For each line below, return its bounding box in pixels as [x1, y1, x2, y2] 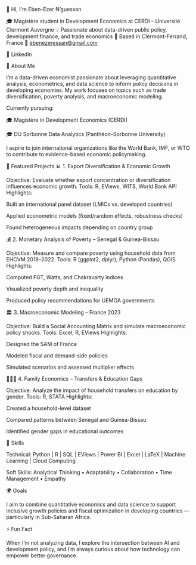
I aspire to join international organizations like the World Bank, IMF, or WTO [6, 144, 190, 152]
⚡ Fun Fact [6, 526, 33, 532]
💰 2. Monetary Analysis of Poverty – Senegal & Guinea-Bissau [6, 236, 160, 243]
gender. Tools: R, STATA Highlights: [6, 393, 93, 400]
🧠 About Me [6, 63, 36, 69]
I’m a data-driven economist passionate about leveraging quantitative [6, 74, 177, 81]
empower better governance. [6, 552, 78, 559]
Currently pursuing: [6, 104, 54, 112]
